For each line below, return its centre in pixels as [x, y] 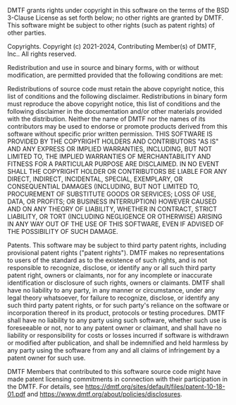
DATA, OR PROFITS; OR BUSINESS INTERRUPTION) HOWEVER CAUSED [112, 201]
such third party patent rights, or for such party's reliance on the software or [118, 305]
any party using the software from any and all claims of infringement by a [114, 350]
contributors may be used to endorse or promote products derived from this [117, 126]
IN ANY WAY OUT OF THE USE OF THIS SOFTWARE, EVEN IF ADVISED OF [116, 224]
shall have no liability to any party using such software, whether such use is [117, 320]
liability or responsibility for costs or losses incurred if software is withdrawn [118, 335]
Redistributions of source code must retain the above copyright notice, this [116, 89]
